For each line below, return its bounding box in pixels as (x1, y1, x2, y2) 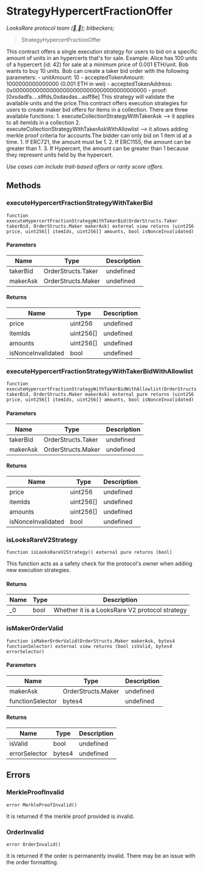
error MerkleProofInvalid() (6, 802, 78, 808)
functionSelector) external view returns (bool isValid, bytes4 (6, 643, 172, 649)
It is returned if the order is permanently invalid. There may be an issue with (6, 852, 195, 859)
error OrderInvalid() (6, 841, 61, 848)
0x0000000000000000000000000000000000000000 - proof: (6, 86, 168, 94)
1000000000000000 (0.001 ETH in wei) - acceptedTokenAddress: (6, 80, 172, 87)
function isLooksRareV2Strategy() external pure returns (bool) (6, 550, 172, 556)
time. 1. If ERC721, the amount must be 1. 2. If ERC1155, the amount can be (6, 138, 191, 145)
